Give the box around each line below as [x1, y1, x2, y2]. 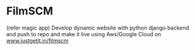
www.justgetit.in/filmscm [6, 37, 69, 44]
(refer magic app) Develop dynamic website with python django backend [6, 24, 190, 31]
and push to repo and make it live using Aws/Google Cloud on [6, 30, 161, 37]
